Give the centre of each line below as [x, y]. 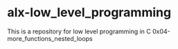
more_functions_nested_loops [50, 38]
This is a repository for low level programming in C [79, 31]
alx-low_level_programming [89, 13]
